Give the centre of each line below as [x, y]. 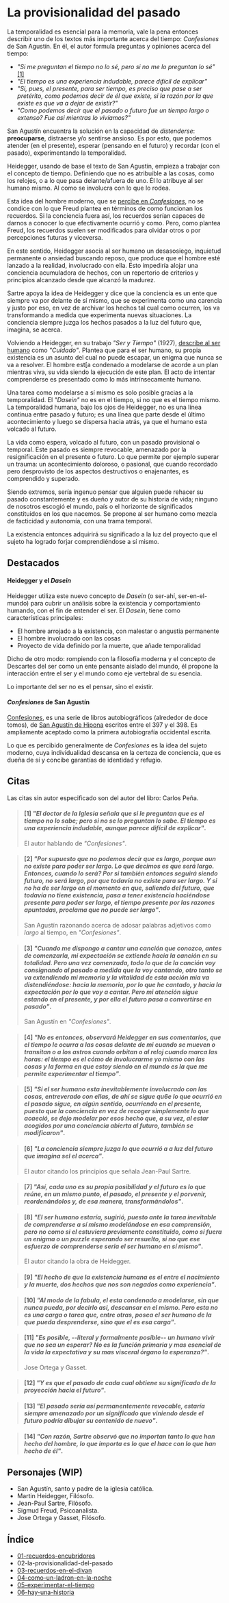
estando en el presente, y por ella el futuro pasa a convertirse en [118, 999]
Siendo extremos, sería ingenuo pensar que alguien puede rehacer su [105, 492]
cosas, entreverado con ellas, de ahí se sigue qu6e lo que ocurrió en [123, 1097]
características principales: [45, 617]
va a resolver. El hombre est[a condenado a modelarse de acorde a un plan [113, 364]
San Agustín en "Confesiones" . [67, 1021]
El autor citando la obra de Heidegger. [77, 1261]
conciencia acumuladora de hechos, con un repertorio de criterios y [103, 273]
